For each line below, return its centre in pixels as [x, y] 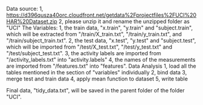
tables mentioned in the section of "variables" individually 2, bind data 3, [97, 72]
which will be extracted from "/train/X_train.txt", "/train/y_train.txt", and [94, 34]
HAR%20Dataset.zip [32, 21]
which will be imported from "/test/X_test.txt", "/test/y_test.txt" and [89, 47]
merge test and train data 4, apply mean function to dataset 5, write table [97, 79]
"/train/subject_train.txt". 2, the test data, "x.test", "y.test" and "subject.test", [101, 40]
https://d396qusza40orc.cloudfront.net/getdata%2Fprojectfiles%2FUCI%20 [101, 15]
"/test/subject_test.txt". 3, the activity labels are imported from [84, 53]
